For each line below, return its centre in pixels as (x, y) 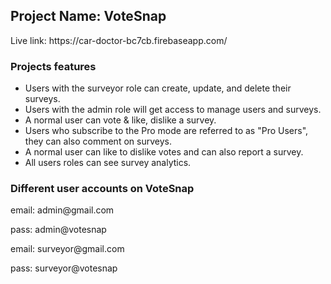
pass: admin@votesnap (58, 230)
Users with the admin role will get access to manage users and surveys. (173, 110)
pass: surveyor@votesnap (64, 268)
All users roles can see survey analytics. (108, 163)
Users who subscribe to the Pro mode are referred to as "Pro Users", (166, 131)
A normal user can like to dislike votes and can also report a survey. (164, 152)
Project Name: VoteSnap (88, 16)
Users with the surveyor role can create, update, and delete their (158, 88)
